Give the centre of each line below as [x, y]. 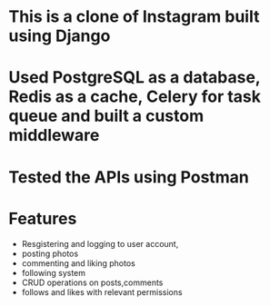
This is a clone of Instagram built [134, 17]
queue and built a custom [106, 116]
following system [54, 272]
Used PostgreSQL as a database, [135, 78]
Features [43, 218]
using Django [60, 36]
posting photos [50, 253]
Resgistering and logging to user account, [100, 243]
